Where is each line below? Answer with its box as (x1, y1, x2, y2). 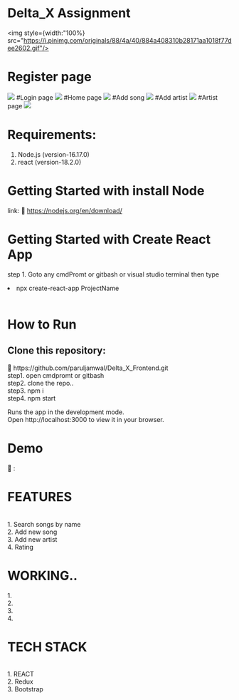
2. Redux (7, 677, 33, 686)
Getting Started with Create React (7, 231, 211, 247)
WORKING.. (7, 567, 78, 584)
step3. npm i (7, 386, 44, 395)
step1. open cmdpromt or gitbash (7, 371, 105, 379)
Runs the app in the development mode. (7, 408, 124, 416)
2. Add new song (7, 527, 58, 536)
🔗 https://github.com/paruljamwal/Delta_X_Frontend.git (7, 364, 169, 372)
